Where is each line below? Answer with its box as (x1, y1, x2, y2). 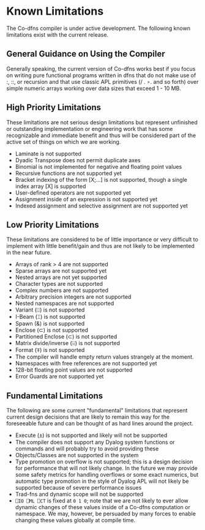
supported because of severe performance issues (15, 484, 142, 491)
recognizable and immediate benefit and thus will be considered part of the (6, 132, 196, 139)
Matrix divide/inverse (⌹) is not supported (15, 340, 121, 347)
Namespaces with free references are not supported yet (15, 360, 157, 367)
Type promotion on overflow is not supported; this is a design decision (15, 458, 193, 466)
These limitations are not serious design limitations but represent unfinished (6, 118, 198, 126)
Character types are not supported (15, 280, 103, 288)
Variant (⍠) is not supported (15, 306, 85, 313)
